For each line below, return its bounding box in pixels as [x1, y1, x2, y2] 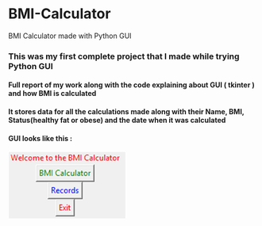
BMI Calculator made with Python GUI [8, 31, 133, 40]
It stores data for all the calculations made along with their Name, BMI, [8, 107, 245, 117]
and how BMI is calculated [8, 89, 97, 98]
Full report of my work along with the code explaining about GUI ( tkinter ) [8, 80, 256, 90]
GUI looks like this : [8, 133, 73, 143]
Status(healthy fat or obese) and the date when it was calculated [8, 116, 226, 125]
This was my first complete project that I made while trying [8, 51, 240, 62]
